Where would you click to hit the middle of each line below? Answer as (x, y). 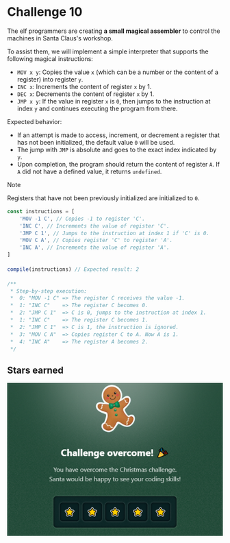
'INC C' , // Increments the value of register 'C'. (94, 226)
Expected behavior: (35, 121)
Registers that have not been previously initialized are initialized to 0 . (103, 198)
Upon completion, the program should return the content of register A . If (118, 164)
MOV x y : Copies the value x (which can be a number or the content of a (118, 72)
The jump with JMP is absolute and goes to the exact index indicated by (117, 149)
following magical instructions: (50, 58)
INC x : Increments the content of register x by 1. (84, 86)
